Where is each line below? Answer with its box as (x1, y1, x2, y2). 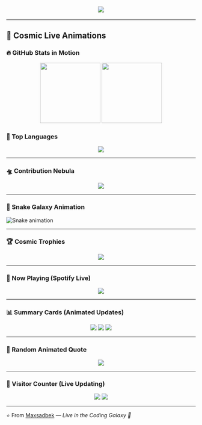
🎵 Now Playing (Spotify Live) (6, 274, 91, 282)
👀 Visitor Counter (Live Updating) (6, 379, 105, 388)
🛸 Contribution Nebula (6, 166, 75, 175)
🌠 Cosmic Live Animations (6, 31, 106, 41)
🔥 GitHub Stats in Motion (6, 49, 80, 57)
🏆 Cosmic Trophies (6, 238, 66, 246)
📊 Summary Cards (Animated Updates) (6, 308, 124, 317)
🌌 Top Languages (6, 132, 58, 141)
